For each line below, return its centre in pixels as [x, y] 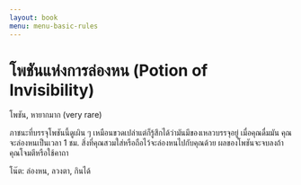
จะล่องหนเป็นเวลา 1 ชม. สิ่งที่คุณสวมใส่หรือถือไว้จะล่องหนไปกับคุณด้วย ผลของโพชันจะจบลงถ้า [147, 143]
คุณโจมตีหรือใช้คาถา [39, 153]
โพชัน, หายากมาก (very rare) [56, 115]
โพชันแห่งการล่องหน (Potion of [109, 70]
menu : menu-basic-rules [54, 26]
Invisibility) [52, 90]
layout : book [34, 18]
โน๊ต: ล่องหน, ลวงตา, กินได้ [50, 171]
